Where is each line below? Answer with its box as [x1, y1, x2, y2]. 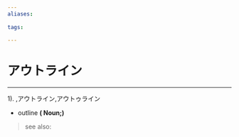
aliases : [7, 10, 33, 18]
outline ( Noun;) [17, 109, 65, 117]
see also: [24, 122, 52, 131]
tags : [7, 23, 23, 31]
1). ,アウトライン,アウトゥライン [7, 94, 101, 103]
